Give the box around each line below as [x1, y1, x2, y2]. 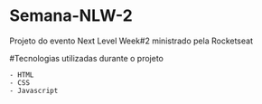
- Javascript [9, 86, 59, 95]
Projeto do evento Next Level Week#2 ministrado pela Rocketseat [9, 35, 253, 46]
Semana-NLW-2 [9, 5, 133, 26]
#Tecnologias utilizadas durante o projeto [9, 52, 164, 63]
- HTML [9, 70, 34, 80]
